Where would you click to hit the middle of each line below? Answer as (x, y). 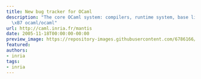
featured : (19, 45)
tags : (13, 61)
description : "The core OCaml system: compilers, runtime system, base (97, 17)
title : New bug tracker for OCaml (49, 12)
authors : (17, 50)
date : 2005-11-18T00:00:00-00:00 (48, 34)
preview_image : (25, 39)
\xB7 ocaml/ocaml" (35, 23)
